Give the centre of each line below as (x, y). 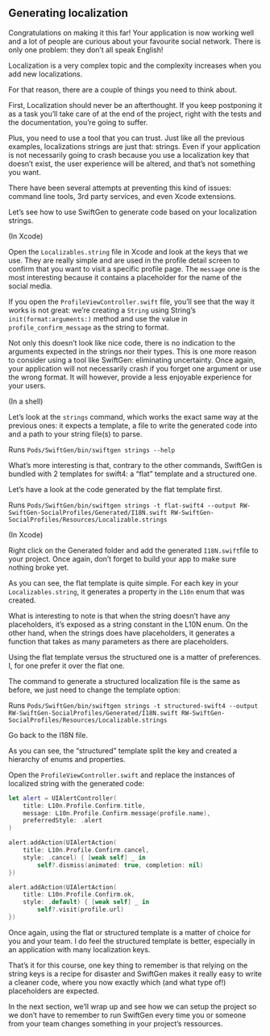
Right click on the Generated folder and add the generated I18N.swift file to (134, 550)
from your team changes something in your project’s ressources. (116, 1023)
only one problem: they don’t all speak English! (86, 50)
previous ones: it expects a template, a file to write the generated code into (133, 425)
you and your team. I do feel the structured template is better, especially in (132, 941)
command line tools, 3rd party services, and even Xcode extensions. (122, 196)
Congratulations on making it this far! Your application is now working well (131, 32)
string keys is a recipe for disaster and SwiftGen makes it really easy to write (135, 973)
